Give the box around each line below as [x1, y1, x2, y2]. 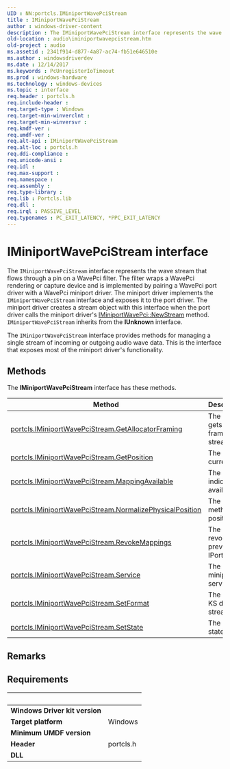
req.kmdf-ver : [7, 125, 51, 132]
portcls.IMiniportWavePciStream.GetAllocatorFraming [10, 424, 183, 434]
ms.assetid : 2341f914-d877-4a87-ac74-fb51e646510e [7, 49, 157, 56]
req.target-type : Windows [7, 106, 84, 113]
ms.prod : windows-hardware [7, 73, 88, 81]
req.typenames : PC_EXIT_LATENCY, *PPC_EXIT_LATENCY [7, 214, 161, 221]
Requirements [7, 674, 68, 685]
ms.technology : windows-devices [7, 80, 103, 87]
